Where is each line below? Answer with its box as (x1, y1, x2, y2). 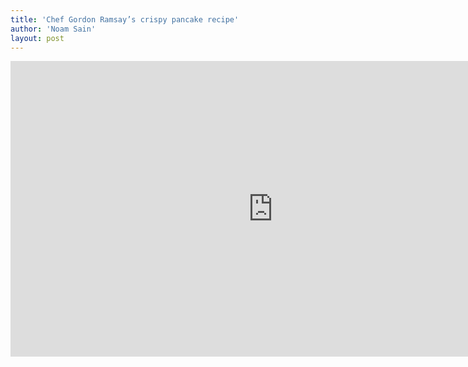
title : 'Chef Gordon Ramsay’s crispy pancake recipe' (10, 14, 240, 25)
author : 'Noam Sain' (10, 24, 97, 34)
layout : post (10, 33, 65, 43)
